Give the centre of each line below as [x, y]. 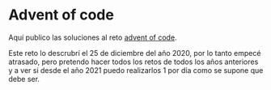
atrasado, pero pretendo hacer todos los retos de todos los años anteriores [133, 62]
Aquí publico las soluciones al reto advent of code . [93, 37]
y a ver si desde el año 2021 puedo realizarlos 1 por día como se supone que [136, 70]
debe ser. [24, 79]
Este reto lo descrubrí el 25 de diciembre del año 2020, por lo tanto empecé [135, 53]
